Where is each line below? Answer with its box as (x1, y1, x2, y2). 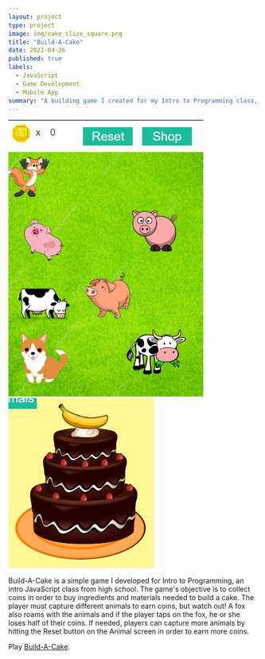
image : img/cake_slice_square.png (8, 29, 123, 37)
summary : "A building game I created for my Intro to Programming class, (8, 96, 259, 105)
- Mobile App (15, 88, 59, 96)
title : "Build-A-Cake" (8, 38, 84, 46)
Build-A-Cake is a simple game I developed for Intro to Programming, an (8, 576, 244, 586)
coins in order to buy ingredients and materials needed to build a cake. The (8, 593, 255, 603)
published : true (8, 55, 62, 63)
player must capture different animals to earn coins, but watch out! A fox (8, 601, 246, 611)
